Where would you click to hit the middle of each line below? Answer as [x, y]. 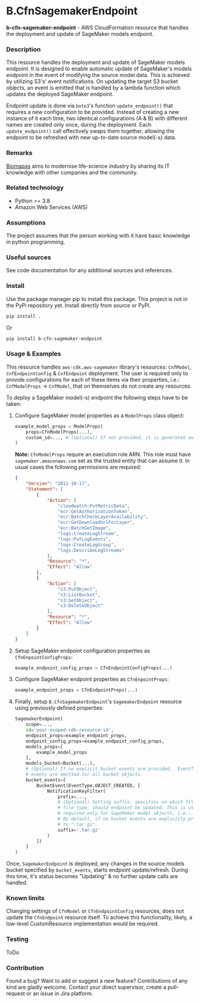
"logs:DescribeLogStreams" [91, 550]
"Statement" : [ [45, 489]
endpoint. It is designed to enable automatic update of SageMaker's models [99, 69]
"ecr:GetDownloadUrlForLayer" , [96, 523]
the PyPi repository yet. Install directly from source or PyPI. [79, 305]
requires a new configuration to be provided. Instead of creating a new [93, 112]
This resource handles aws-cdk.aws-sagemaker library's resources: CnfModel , [99, 367]
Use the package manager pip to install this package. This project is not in [97, 299]
